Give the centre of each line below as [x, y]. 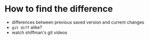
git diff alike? [27, 27]
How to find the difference [59, 9]
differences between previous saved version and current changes [78, 22]
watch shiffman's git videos [39, 32]
